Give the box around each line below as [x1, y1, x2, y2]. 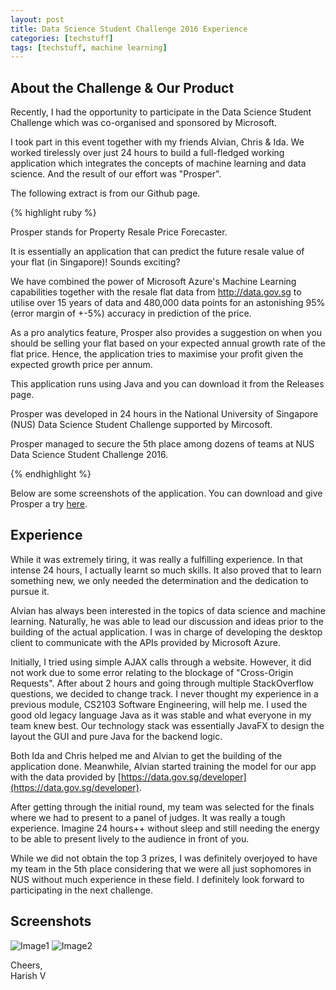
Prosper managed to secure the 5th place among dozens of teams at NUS [10, 438, 315, 450]
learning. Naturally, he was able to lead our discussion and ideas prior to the [10, 615, 324, 627]
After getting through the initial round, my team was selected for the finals [10, 801, 315, 813]
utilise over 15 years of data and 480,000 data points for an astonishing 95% [10, 297, 326, 309]
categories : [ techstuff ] [10, 33, 114, 43]
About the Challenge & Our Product [10, 79, 235, 96]
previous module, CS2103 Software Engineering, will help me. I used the [10, 698, 308, 710]
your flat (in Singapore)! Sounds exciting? [10, 256, 181, 268]
